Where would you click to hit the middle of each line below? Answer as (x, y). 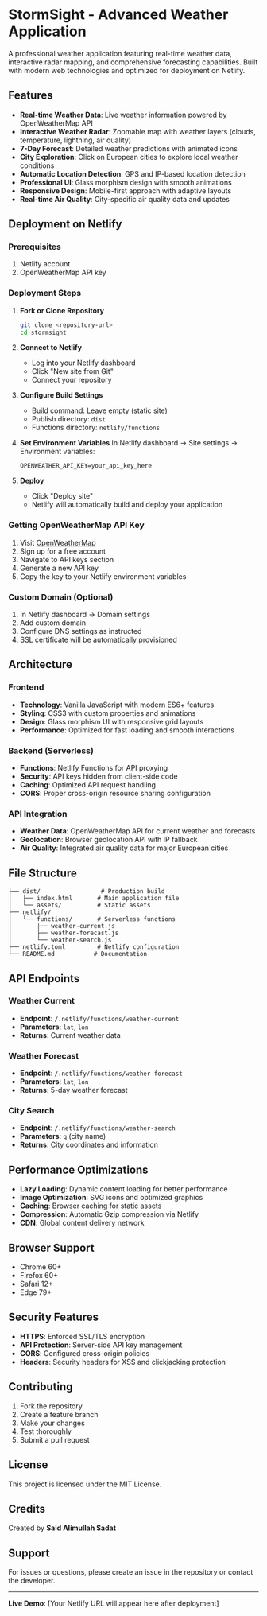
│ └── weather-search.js (60, 940)
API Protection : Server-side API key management (101, 1345)
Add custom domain (52, 623)
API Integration (38, 814)
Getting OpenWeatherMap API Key (76, 525)
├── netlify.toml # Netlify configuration (94, 947)
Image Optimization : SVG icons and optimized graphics (111, 1198)
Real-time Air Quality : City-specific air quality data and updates (125, 199)
